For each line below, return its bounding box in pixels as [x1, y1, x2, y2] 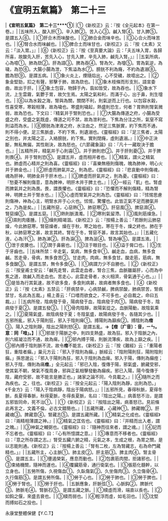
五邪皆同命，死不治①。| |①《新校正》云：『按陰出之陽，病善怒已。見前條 [5, 399, 160, 405]
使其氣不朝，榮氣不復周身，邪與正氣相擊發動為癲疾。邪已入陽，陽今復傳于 [5, 367, 158, 373]
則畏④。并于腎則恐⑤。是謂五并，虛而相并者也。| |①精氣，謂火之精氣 [5, 154, 155, 160]
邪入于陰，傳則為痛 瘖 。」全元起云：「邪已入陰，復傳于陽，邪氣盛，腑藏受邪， [5, 361, 163, 367]
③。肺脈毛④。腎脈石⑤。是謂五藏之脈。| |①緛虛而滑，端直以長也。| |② [5, 487, 162, 493]
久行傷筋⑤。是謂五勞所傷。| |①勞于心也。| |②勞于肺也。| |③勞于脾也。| [5, 474, 162, 480]
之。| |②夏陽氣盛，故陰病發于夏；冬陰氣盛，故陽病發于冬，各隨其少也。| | [5, 311, 160, 317]
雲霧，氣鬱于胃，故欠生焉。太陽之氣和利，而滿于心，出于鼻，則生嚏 [22, 91, 163, 97]
